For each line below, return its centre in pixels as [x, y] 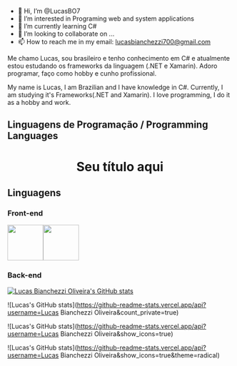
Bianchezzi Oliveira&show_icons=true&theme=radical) [140, 355]
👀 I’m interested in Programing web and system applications [106, 19]
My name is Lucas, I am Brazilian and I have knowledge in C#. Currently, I [115, 87]
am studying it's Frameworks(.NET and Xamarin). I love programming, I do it [119, 95]
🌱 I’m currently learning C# [57, 26]
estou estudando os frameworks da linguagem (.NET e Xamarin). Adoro [112, 66]
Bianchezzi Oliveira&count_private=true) [120, 312]
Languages [33, 136]
